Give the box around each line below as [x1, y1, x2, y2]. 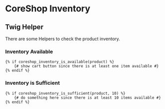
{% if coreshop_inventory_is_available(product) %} [5, 59, 114, 64]
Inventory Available [5, 48, 53, 55]
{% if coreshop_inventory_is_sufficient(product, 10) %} [5, 91, 126, 96]
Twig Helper [5, 23, 44, 31]
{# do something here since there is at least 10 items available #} [14, 95, 162, 100]
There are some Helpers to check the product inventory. [5, 36, 120, 42]
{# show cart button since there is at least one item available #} [14, 64, 159, 69]
